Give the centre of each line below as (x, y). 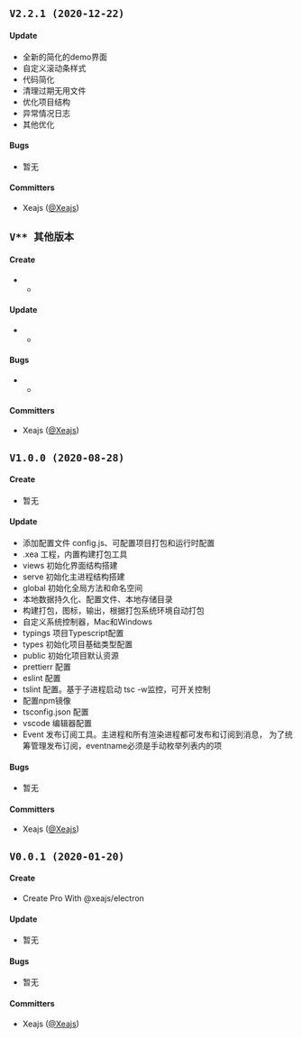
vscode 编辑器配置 (57, 723)
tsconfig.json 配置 (55, 712)
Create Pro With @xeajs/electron (83, 898)
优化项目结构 (46, 102)
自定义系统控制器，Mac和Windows (87, 622)
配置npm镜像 (46, 701)
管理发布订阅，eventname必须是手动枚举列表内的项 (126, 746)
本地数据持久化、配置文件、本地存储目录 (97, 599)
